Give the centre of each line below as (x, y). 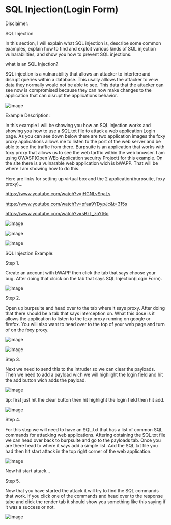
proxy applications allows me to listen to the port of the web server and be (83, 141)
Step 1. (12, 263)
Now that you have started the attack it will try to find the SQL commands (82, 490)
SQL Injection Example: (30, 253)
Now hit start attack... (28, 471)
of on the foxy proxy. (27, 330)
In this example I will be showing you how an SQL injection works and (78, 125)
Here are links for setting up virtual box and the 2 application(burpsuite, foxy (85, 178)
